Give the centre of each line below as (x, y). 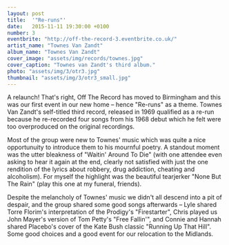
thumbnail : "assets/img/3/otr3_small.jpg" (69, 78)
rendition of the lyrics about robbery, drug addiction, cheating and (101, 169)
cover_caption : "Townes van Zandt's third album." (81, 65)
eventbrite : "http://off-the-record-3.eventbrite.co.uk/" (92, 39)
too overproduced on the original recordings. (71, 127)
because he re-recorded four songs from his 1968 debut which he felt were (114, 119)
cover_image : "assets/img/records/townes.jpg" (75, 59)
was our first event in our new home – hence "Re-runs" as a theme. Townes (114, 105)
